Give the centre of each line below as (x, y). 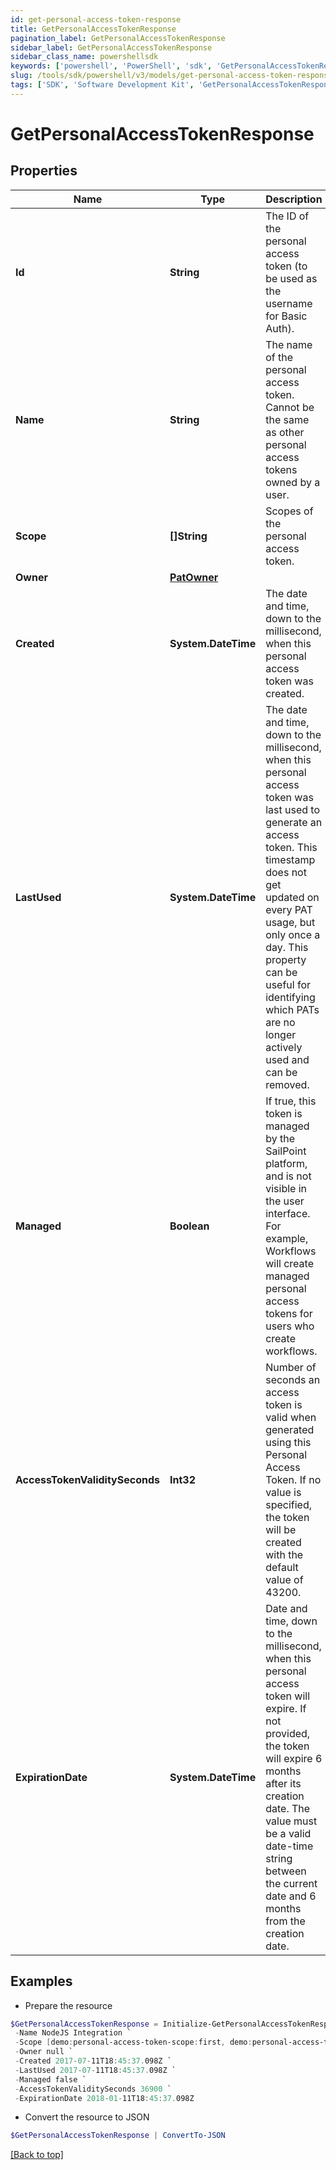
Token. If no (293, 1479)
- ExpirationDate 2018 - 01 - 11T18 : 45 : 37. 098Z (104, 2098)
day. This (287, 947)
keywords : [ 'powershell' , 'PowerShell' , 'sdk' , (111, 66)
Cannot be (290, 407)
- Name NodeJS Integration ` (73, 2033)
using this (288, 1442)
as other (285, 432)
